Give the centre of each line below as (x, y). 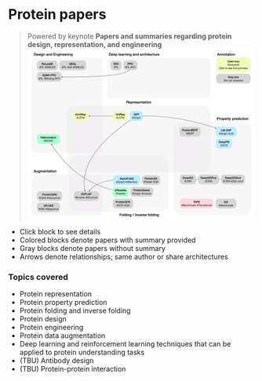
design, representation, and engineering (95, 44)
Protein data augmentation (62, 336)
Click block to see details (60, 232)
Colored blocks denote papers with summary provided (107, 240)
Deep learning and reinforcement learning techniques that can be (125, 344)
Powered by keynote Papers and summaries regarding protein (129, 36)
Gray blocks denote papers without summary (93, 249)
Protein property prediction (63, 303)
